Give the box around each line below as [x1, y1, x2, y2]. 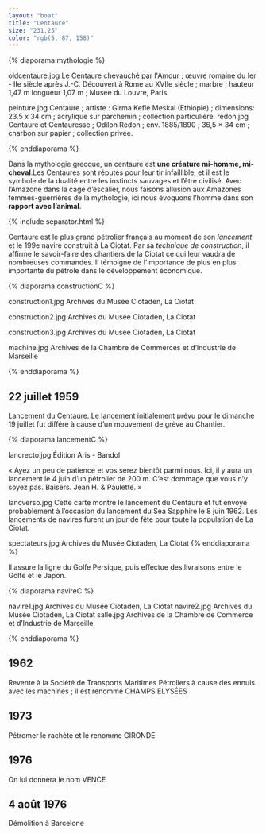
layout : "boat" [8, 11, 59, 20]
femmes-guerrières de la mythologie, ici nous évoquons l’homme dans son [8, 193, 253, 203]
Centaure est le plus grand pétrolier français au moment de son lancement [8, 232, 253, 242]
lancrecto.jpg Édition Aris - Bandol [8, 450, 121, 460]
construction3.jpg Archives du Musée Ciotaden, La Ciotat [8, 327, 196, 338]
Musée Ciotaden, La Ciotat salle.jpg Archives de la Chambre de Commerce [8, 610, 253, 620]
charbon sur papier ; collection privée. [8, 129, 133, 138]
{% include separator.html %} [8, 217, 106, 226]
